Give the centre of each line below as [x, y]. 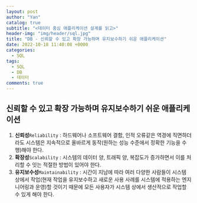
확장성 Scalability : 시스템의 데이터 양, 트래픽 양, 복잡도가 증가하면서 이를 [100, 157]
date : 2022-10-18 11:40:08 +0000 [47, 45]
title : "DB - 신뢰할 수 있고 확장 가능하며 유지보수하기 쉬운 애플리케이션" [86, 39]
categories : [21, 50]
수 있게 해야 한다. [34, 194]
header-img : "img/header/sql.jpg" [49, 34]
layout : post [22, 12]
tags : [13, 61]
